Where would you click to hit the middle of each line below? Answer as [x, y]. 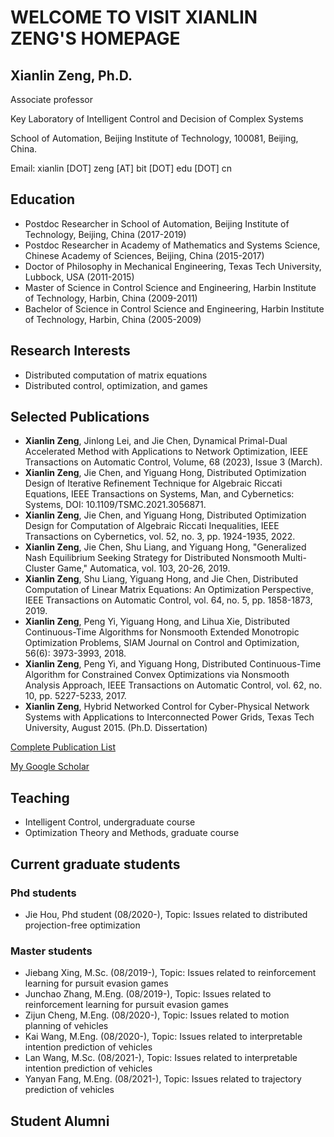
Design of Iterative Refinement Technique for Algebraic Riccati [153, 483]
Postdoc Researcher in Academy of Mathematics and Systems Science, [172, 245]
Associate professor [52, 99]
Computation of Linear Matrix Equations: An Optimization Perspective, [169, 590]
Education [43, 199]
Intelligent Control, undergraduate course [110, 822]
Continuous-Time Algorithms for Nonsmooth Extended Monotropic [162, 632]
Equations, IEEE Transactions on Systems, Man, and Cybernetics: [159, 494]
